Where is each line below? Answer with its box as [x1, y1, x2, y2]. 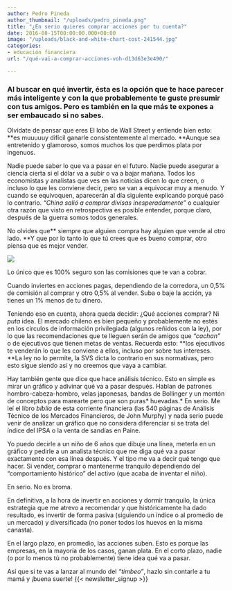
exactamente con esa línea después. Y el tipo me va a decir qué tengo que [7, 455, 220, 463]
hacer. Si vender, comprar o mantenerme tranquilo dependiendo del [7, 462, 201, 471]
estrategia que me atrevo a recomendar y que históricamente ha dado [7, 504, 207, 512]
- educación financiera [7, 49, 76, 56]
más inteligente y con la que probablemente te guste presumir [7, 93, 220, 103]
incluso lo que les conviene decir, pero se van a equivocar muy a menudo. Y [7, 184, 225, 192]
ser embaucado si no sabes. [7, 110, 104, 120]
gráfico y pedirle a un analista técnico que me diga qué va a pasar [7, 447, 196, 455]
